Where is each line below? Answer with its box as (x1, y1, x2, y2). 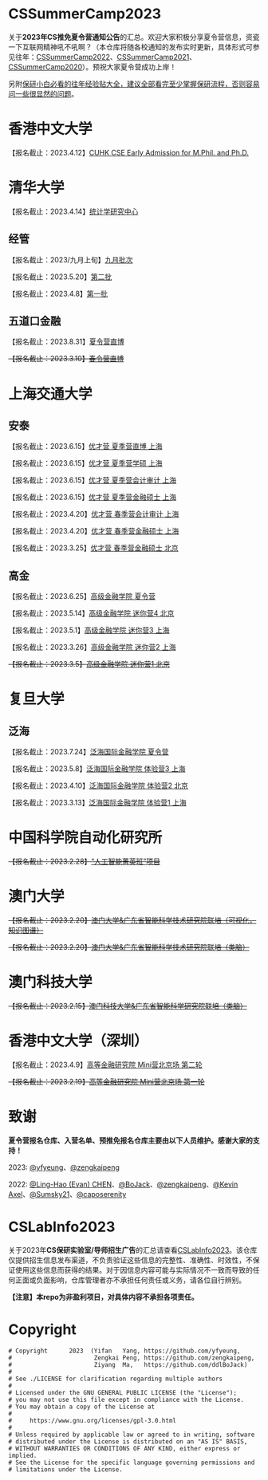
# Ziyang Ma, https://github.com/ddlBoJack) (8, 1360, 248, 1368)
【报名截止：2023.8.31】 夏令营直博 (8, 337, 125, 347)
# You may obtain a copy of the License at (8, 1403, 156, 1411)
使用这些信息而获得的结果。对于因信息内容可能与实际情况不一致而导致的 (14, 1265, 253, 1274)
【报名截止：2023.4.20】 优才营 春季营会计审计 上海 (8, 510, 179, 519)
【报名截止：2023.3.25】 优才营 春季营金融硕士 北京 (8, 543, 179, 553)
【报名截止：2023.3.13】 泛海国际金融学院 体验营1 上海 (8, 798, 187, 808)
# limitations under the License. (8, 1465, 124, 1474)
